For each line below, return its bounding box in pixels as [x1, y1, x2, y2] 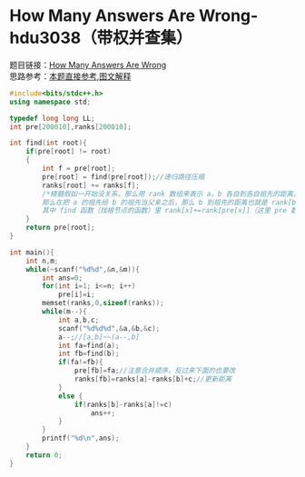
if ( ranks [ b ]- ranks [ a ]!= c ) [74, 400, 172, 409]
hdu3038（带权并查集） [9, 28, 192, 48]
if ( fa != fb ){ [57, 358, 103, 367]
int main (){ [9, 247, 54, 257]
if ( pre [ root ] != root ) [25, 147, 112, 156]
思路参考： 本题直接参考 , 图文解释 [9, 70, 132, 82]
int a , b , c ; [57, 315, 100, 324]
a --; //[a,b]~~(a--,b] [57, 333, 141, 342]
